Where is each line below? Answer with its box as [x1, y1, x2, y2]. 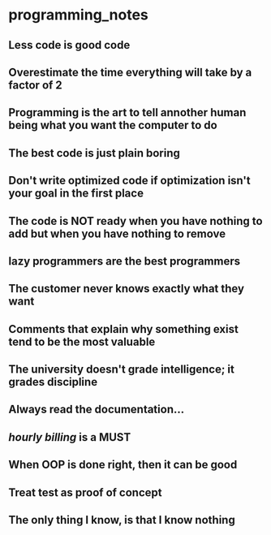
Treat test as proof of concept [8, 485, 162, 499]
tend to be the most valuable [8, 334, 156, 348]
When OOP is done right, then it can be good [8, 458, 238, 472]
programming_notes [8, 6, 148, 24]
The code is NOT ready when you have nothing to [8, 214, 263, 228]
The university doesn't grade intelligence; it [8, 363, 235, 377]
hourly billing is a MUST [8, 430, 131, 444]
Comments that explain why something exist [8, 322, 239, 336]
